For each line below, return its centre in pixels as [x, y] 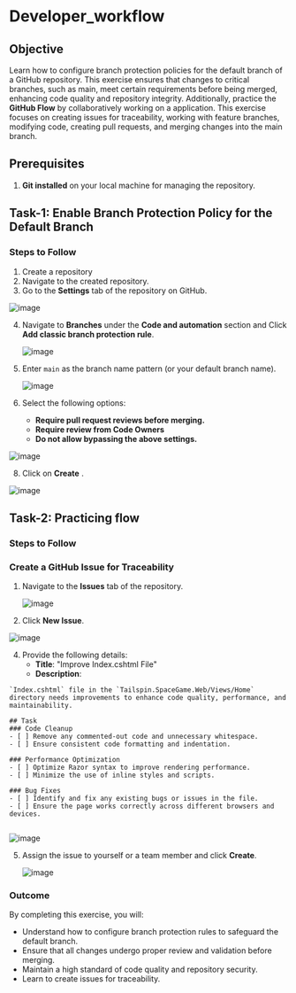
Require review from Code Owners [100, 429]
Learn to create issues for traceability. [91, 979]
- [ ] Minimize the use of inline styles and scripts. [112, 776]
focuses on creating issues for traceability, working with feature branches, [144, 117]
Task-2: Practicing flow [74, 518]
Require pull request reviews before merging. [120, 420]
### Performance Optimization [65, 760]
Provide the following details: [75, 655]
